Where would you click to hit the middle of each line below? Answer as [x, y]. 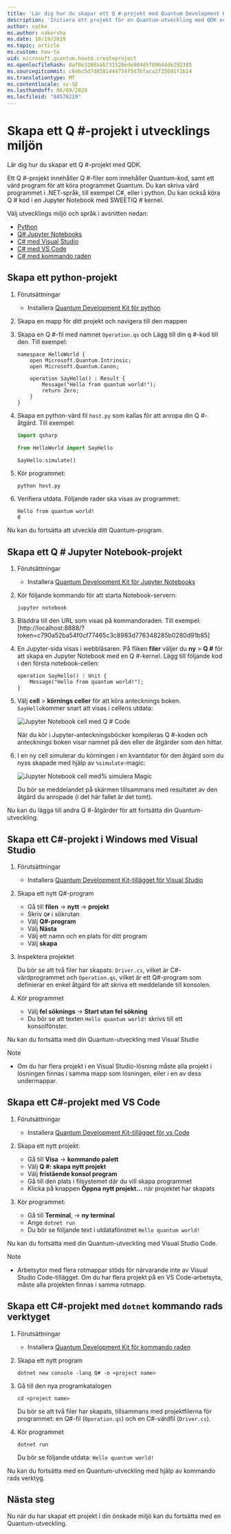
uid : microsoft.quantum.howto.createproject [72, 59]
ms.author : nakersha [37, 33]
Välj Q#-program [52, 921]
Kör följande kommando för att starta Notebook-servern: [97, 595]
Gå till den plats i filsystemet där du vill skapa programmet [110, 1181]
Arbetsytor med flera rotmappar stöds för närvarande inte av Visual [112, 1270]
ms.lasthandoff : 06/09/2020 [47, 90]
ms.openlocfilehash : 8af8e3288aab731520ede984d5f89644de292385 [100, 65]
